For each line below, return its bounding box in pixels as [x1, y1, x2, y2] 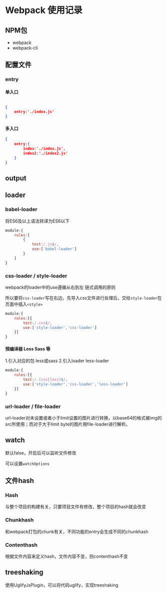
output [5, 173, 26, 182]
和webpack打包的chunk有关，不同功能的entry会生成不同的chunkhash [5, 528, 149, 534]
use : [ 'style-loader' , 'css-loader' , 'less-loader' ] [23, 382, 128, 387]
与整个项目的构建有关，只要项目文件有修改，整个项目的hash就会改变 [5, 503, 146, 510]
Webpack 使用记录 [5, 4, 83, 16]
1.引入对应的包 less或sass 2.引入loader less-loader [5, 358, 109, 364]
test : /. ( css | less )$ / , [23, 377, 68, 382]
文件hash [5, 476, 34, 485]
